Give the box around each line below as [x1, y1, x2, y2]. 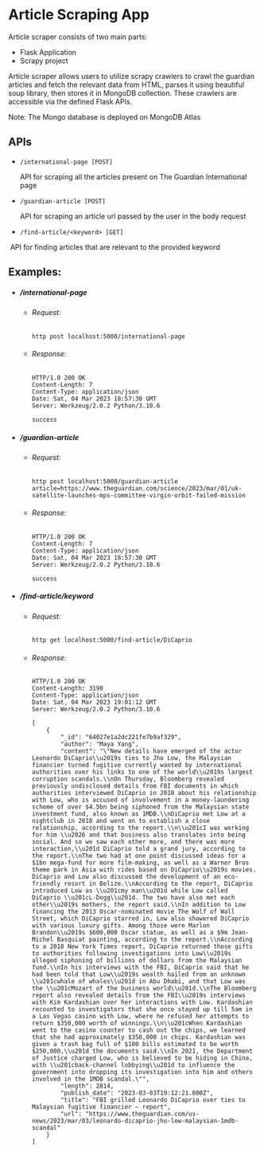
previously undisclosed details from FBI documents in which [31, 782, 239, 790]
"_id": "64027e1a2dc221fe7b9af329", [60, 734, 182, 742]
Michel [31, 935, 54, 944]
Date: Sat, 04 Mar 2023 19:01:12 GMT [31, 698, 157, 706]
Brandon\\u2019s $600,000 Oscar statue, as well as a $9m [31, 929, 228, 937]
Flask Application [19, 47, 77, 57]
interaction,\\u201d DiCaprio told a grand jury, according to [31, 845, 247, 853]
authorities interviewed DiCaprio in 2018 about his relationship [31, 789, 257, 797]
